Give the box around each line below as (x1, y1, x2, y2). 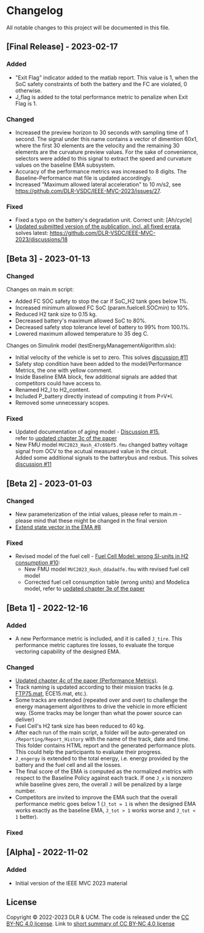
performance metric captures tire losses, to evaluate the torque (15, 641, 175, 648)
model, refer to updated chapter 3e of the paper (24, 585, 145, 592)
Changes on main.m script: (6, 285, 74, 293)
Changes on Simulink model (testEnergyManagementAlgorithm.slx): (6, 341, 177, 349)
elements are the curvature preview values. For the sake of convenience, (15, 148, 199, 156)
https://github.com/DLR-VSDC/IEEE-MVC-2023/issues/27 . (15, 187, 161, 194)
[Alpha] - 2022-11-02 (6, 847, 88, 858)
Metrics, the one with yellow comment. (15, 366, 113, 374)
